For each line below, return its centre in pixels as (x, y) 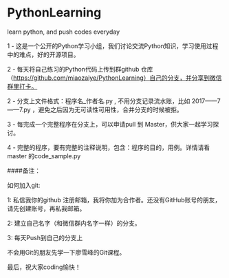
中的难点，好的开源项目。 (43, 54)
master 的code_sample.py (44, 156)
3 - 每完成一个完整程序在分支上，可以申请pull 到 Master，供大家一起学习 (110, 124)
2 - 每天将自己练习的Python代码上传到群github (73, 69)
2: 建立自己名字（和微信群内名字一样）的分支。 (74, 223)
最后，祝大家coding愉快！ (44, 267)
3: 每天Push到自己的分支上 (45, 237)
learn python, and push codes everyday (64, 32)
